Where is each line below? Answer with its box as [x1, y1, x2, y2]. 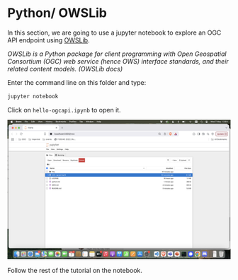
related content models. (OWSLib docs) [7, 64, 123, 73]
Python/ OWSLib [7, 5, 108, 21]
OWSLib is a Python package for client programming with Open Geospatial [7, 49, 227, 58]
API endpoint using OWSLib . [7, 35, 90, 44]
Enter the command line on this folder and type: [7, 78, 147, 86]
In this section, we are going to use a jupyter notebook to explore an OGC [7, 28, 222, 37]
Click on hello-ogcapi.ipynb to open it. [7, 105, 122, 114]
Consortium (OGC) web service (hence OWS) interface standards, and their [7, 57, 229, 65]
